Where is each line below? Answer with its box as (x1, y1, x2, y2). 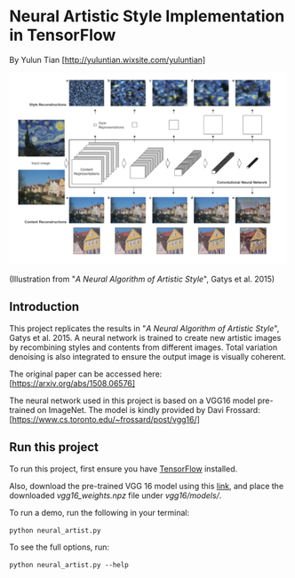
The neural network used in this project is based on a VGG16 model (9, 395, 256, 406)
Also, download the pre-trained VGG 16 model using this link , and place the (9, 480, 284, 491)
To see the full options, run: (9, 542, 109, 552)
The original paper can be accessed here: (9, 368, 163, 379)
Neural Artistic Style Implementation (9, 6, 285, 27)
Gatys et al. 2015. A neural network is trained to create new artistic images (9, 332, 282, 343)
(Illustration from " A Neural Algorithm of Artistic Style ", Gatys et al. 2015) (9, 273, 275, 285)
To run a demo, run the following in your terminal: (9, 507, 190, 518)
